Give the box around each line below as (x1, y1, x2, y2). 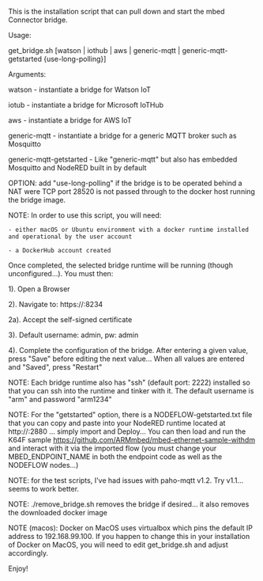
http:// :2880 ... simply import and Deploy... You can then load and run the (8, 427, 246, 436)
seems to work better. (8, 484, 80, 493)
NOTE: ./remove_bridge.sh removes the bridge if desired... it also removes (8, 499, 250, 509)
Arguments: (8, 70, 47, 78)
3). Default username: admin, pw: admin (8, 330, 139, 340)
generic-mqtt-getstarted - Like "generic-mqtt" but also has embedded (8, 154, 238, 164)
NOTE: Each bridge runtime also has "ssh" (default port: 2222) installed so (8, 378, 250, 387)
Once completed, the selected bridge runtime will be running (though (8, 260, 233, 270)
